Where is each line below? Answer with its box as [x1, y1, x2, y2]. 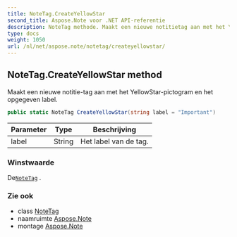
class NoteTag [17, 207, 59, 215]
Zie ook [7, 191, 34, 200]
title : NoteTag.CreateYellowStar [7, 10, 106, 18]
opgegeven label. [7, 95, 58, 103]
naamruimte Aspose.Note [17, 214, 92, 223]
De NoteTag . [7, 173, 42, 181]
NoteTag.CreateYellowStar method [7, 69, 162, 81]
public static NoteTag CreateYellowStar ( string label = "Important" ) [7, 108, 217, 116]
